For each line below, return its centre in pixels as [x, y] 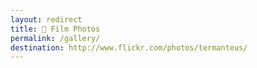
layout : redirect [46, 19]
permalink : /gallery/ [55, 38]
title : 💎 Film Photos [55, 29]
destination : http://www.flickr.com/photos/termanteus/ [129, 47]
